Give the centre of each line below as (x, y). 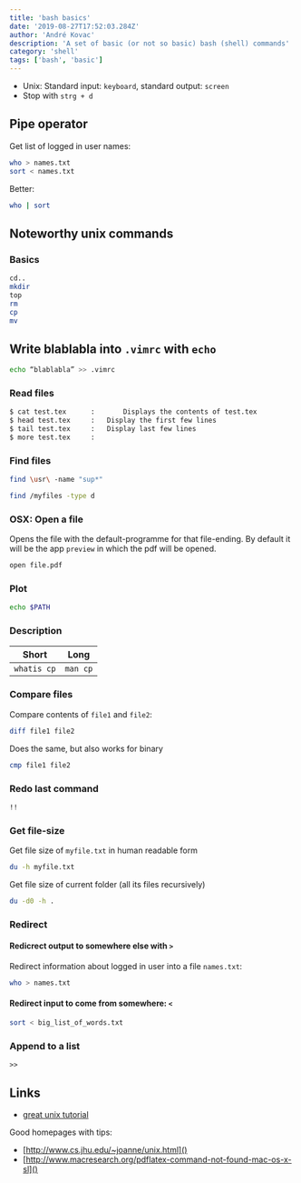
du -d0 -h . (32, 901)
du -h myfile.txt (42, 867)
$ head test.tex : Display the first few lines (113, 421)
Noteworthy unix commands (92, 233)
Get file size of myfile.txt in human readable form (103, 850)
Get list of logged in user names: (70, 145)
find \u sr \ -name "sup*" (56, 480)
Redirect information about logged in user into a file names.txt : (126, 966)
